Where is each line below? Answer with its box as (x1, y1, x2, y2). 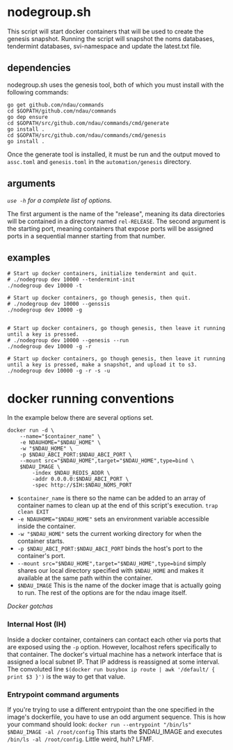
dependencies (7, 62, 71, 74)
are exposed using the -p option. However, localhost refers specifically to (7, 642, 218, 651)
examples (7, 252, 51, 263)
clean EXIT (17, 509, 49, 516)
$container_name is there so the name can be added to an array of (17, 494, 207, 503)
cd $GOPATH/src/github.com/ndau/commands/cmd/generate (7, 120, 170, 127)
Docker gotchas (7, 602, 54, 610)
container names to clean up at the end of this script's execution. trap (17, 501, 218, 509)
